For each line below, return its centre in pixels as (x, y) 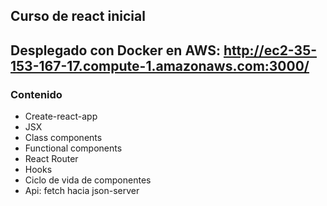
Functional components (73, 148)
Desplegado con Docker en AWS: (116, 50)
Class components (63, 138)
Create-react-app (61, 116)
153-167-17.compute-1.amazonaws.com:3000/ (160, 65)
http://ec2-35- (270, 50)
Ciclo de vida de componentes (88, 180)
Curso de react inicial (78, 16)
